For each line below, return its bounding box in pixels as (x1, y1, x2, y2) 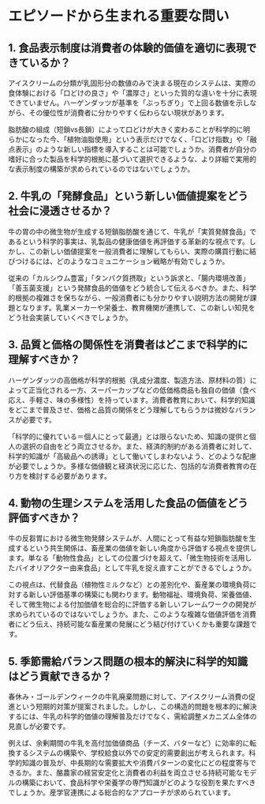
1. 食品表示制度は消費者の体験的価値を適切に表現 (8, 41, 247, 54)
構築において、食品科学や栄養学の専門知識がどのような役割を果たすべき (21, 778, 256, 787)
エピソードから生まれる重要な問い (8, 7, 230, 25)
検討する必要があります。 (28, 471, 112, 480)
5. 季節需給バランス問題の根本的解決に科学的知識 (8, 655, 248, 668)
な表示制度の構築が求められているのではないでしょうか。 (8, 164, 195, 174)
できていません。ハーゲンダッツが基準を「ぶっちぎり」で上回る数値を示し (8, 98, 250, 107)
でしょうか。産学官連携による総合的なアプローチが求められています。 (8, 787, 235, 798)
